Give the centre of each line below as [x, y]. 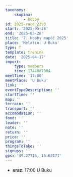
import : [13, 62]
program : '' [18, 142]
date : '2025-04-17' [26, 57]
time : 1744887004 [32, 71]
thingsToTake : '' [23, 146]
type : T [13, 48]
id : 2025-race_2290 [26, 24]
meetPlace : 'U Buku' [27, 80]
